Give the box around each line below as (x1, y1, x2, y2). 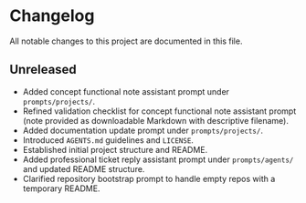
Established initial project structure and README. (22, 144, 208, 155)
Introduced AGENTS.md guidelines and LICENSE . (22, 134, 195, 146)
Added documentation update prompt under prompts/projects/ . (22, 125, 263, 136)
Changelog (9, 5, 95, 26)
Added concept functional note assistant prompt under (22, 86, 230, 96)
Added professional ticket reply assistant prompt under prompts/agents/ (22, 154, 294, 165)
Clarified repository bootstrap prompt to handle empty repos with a (22, 173, 276, 184)
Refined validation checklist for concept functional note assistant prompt (22, 106, 297, 117)
